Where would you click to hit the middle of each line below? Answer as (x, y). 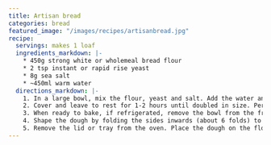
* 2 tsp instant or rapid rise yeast (86, 68)
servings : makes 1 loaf (55, 46)
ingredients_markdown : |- (59, 53)
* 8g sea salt (46, 76)
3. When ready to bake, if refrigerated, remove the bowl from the (138, 114)
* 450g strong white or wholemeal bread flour (102, 61)
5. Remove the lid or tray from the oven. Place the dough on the (137, 128)
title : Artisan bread (45, 16)
